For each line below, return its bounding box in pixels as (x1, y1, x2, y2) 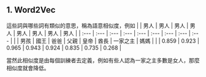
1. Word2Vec (6, 5, 56, 15)
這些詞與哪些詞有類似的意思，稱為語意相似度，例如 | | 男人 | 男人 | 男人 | (6, 21, 189, 29)
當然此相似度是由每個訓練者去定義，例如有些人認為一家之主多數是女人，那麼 (6, 56, 200, 64)
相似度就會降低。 (6, 64, 50, 71)
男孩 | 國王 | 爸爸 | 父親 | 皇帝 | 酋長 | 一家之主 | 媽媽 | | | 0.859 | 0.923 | (20, 37, 199, 45)
